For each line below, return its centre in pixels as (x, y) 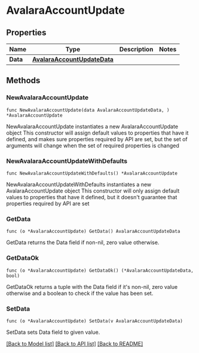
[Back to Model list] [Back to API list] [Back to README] (75, 343)
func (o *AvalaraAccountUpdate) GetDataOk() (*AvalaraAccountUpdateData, (100, 270)
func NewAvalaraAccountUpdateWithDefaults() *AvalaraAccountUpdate (92, 173)
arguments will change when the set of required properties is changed (93, 145)
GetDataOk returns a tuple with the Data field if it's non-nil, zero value (92, 287)
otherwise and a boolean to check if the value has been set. (80, 293)
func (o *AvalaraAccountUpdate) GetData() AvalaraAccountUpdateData (93, 232)
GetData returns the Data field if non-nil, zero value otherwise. (83, 242)
